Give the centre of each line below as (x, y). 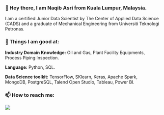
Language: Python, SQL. (30, 67)
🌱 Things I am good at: (32, 42)
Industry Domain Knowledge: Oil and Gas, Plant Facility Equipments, (75, 52)
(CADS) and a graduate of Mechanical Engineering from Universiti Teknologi (82, 24)
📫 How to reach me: (30, 95)
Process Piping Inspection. (32, 57)
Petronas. (15, 29)
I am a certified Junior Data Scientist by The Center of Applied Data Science (82, 19)
